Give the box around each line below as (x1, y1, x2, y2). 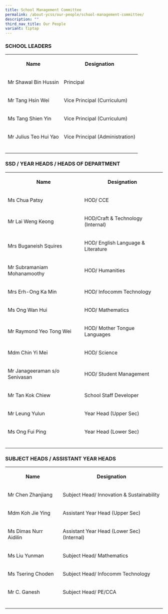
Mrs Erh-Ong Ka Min (7, 288, 57, 295)
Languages (84, 331, 111, 338)
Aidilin (7, 534, 22, 541)
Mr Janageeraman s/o (7, 367, 60, 374)
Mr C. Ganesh (7, 588, 40, 595)
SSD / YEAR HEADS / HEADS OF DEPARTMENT (5, 160, 120, 167)
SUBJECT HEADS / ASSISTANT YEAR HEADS (5, 455, 116, 462)
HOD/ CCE (84, 196, 109, 203)
